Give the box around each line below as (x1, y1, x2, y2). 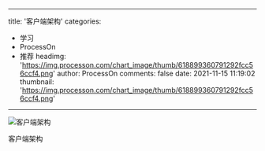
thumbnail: (19, 77, 54, 87)
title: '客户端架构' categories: (8, 17, 102, 26)
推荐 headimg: (19, 52, 67, 61)
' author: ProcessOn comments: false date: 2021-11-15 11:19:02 (52, 68, 256, 78)
